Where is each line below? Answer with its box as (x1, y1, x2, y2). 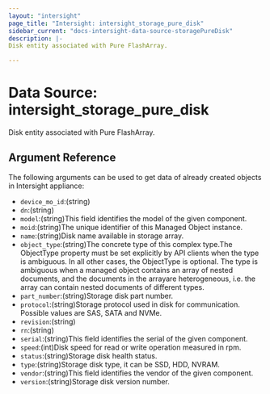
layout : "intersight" (8, 11, 82, 20)
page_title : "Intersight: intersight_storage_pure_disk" (8, 19, 205, 27)
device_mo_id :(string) (19, 196, 91, 206)
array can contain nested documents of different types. (19, 282, 205, 291)
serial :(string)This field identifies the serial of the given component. (19, 333, 248, 343)
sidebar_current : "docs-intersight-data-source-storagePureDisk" (8, 27, 233, 35)
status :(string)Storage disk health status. (19, 350, 158, 360)
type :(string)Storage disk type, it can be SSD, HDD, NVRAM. (19, 359, 221, 369)
